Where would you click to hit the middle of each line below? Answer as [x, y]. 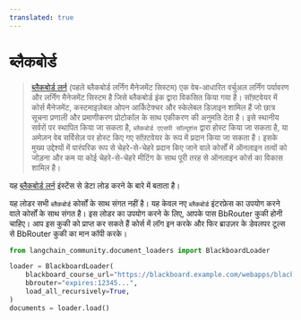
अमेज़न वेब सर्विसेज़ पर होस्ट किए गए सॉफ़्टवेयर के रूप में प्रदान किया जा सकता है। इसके [155, 137]
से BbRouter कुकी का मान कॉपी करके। [69, 233]
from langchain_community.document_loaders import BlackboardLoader [140, 250]
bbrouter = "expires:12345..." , [82, 283]
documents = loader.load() [60, 308]
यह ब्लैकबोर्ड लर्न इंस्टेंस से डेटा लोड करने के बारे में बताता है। [95, 185]
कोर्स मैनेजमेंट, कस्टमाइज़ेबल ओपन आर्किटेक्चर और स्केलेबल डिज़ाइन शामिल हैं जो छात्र [153, 107]
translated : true [42, 17]
